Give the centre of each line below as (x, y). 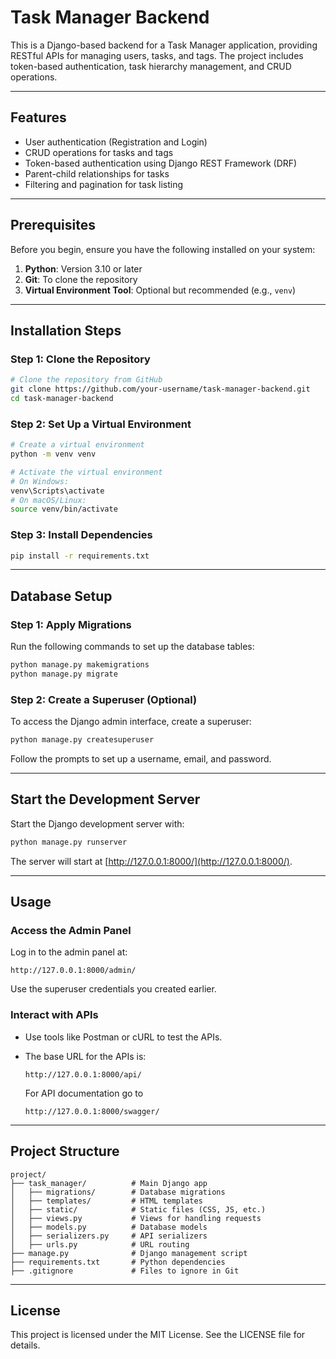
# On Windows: (40, 481)
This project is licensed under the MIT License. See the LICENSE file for (158, 1335)
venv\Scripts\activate (57, 491)
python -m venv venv (53, 454)
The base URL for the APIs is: (85, 1056)
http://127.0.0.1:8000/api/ (83, 1074)
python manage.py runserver (69, 842)
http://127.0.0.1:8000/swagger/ (92, 1111)
